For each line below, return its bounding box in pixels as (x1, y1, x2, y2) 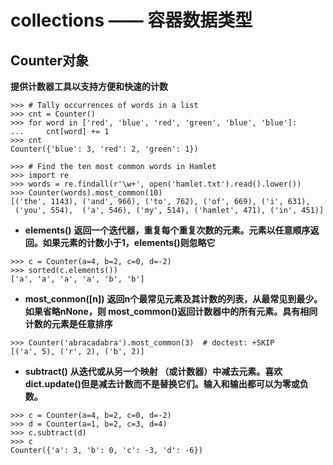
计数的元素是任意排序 (24, 318, 113, 330)
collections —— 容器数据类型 (10, 9, 253, 32)
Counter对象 (10, 52, 90, 69)
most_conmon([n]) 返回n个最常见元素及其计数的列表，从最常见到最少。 (24, 293, 323, 305)
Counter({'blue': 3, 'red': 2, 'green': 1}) (10, 144, 199, 154)
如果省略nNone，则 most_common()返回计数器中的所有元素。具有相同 (24, 306, 318, 317)
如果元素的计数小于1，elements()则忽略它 (42, 237, 216, 248)
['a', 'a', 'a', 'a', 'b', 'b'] (10, 274, 145, 284)
